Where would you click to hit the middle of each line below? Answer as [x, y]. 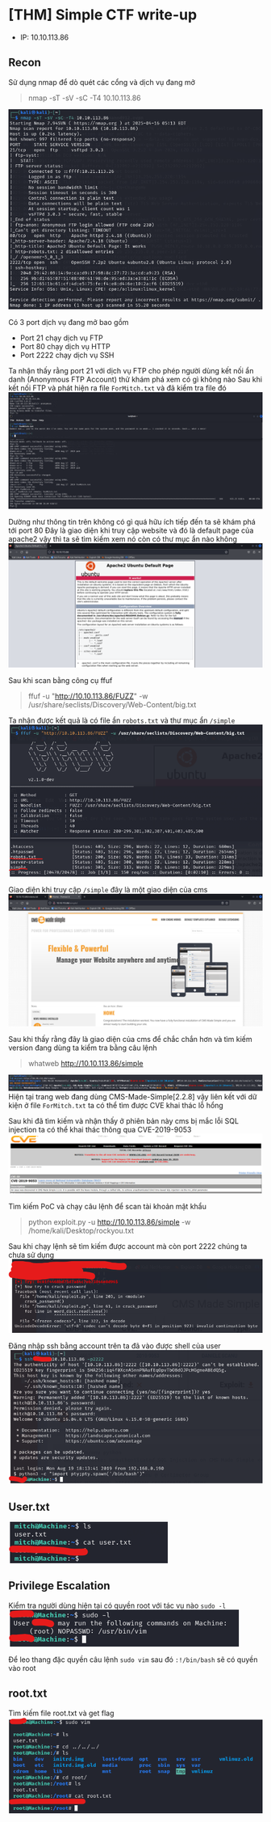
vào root [22, 1668]
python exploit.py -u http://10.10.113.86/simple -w [109, 1221]
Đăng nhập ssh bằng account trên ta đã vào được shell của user [115, 1345]
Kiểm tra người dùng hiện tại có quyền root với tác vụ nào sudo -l [117, 1605]
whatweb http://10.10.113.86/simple [85, 1063]
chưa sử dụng [31, 1255]
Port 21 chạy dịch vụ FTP [61, 338]
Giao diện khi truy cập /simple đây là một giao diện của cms [108, 890]
